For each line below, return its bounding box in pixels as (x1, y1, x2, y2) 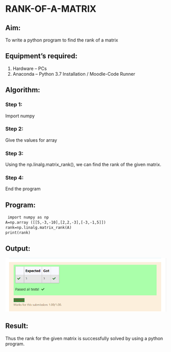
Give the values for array (5, 137, 57, 143)
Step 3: (5, 149, 24, 157)
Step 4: (5, 174, 24, 182)
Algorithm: (5, 85, 40, 95)
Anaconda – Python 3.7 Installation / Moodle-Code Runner (12, 71, 135, 77)
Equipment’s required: (5, 52, 78, 60)
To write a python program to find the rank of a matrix (5, 37, 118, 43)
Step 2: (5, 125, 24, 133)
